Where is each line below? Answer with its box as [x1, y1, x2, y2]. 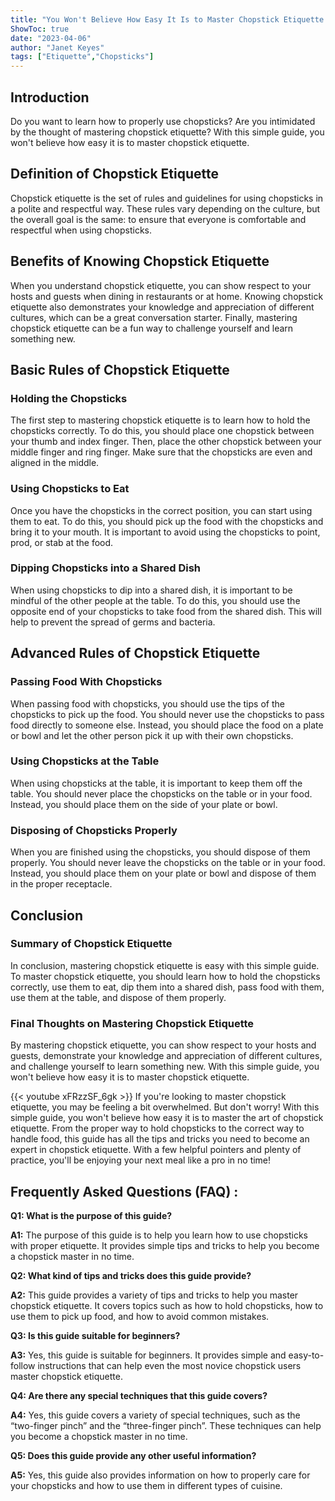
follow [10, 1359, 36, 1371]
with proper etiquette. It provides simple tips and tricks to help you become [10, 1239, 320, 1251]
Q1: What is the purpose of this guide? [10, 1209, 173, 1221]
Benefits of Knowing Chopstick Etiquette [10, 253, 270, 270]
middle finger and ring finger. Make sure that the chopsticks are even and [10, 446, 313, 458]
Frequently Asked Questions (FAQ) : [10, 1183, 239, 1200]
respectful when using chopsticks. [10, 224, 153, 236]
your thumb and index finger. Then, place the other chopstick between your [10, 436, 322, 448]
